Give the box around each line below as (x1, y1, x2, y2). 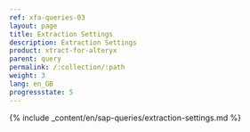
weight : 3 (9, 71, 46, 80)
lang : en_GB (9, 79, 53, 88)
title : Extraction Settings (9, 29, 114, 38)
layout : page (9, 21, 58, 30)
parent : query (9, 54, 62, 63)
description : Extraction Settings (9, 37, 138, 47)
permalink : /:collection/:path (9, 63, 125, 72)
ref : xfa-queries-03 (9, 12, 86, 22)
